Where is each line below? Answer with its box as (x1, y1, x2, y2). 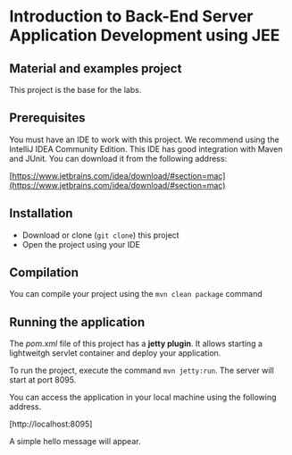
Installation (9, 206, 73, 221)
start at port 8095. (9, 375, 77, 385)
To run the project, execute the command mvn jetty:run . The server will (9, 365, 274, 376)
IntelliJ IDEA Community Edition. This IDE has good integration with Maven (9, 143, 283, 154)
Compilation (9, 265, 79, 281)
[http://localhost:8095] (9, 418, 93, 430)
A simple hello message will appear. (9, 436, 141, 447)
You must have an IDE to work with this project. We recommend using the (9, 134, 279, 145)
